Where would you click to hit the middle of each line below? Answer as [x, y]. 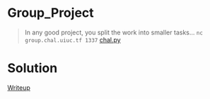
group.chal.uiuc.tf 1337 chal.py [73, 39]
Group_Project [51, 13]
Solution [33, 68]
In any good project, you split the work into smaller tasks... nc [114, 32]
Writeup [19, 87]
